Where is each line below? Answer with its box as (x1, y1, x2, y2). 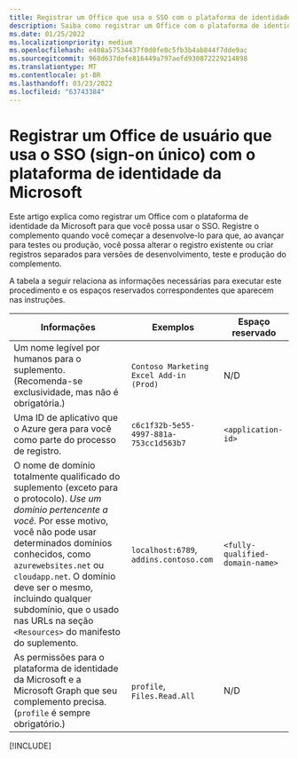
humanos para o (13, 352, 82, 365)
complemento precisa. (13, 696, 107, 708)
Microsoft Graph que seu (13, 684, 118, 697)
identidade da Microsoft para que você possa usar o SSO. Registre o (9, 221, 260, 232)
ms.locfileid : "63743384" (9, 87, 105, 96)
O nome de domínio (13, 459, 96, 471)
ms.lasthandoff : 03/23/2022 (9, 79, 114, 88)
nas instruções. (9, 295, 66, 305)
